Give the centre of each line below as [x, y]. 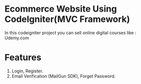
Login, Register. [27, 71]
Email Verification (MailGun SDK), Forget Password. [64, 76]
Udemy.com [17, 38]
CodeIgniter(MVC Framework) [67, 19]
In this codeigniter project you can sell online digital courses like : [70, 33]
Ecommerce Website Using [61, 9]
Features [23, 58]
